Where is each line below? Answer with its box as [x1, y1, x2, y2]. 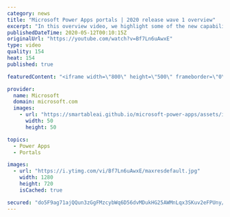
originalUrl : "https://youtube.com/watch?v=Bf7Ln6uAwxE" [7, 36, 173, 42]
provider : [7, 86, 36, 92]
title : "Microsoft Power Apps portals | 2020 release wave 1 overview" [7, 16, 216, 23]
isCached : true [19, 186, 63, 194]
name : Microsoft [13, 92, 60, 99]
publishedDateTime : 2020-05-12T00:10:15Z [7, 29, 127, 36]
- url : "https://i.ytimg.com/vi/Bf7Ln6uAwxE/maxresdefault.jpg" [13, 168, 201, 175]
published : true [7, 61, 53, 68]
